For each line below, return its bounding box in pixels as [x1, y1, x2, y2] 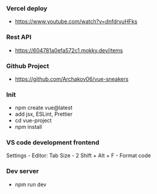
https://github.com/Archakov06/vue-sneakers [14, 75, 129, 83]
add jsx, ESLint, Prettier [14, 110, 73, 118]
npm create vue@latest [14, 104, 73, 111]
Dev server [6, 167, 39, 175]
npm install [14, 124, 43, 131]
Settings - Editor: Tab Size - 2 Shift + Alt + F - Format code [6, 152, 151, 159]
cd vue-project [14, 117, 52, 124]
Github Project [6, 61, 49, 70]
